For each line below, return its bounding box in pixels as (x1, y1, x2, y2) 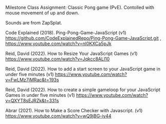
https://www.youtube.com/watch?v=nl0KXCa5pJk (5, 40, 112, 47)
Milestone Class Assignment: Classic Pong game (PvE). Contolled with (5, 5, 155, 10)
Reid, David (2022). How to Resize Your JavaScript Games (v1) (5, 51, 138, 56)
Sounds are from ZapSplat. (5, 20, 63, 26)
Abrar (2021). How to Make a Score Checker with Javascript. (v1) (5, 108, 143, 113)
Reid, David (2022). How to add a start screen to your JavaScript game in (5, 66, 161, 72)
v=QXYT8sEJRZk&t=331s (5, 97, 59, 104)
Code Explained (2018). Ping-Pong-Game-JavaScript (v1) (5, 30, 127, 35)
